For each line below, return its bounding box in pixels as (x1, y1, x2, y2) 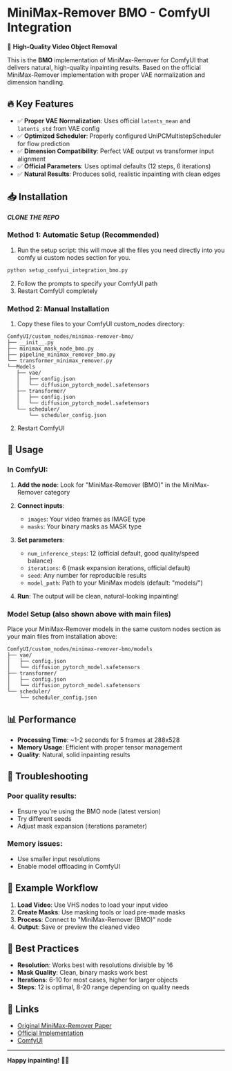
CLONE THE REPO (7, 213, 60, 221)
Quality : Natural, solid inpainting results (17, 750, 130, 759)
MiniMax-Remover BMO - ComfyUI (7, 5, 211, 21)
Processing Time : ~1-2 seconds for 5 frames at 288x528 (17, 736, 180, 744)
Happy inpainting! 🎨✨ (7, 1056, 70, 1065)
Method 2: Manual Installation (7, 303, 110, 313)
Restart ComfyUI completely (17, 286, 98, 295)
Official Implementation (17, 1029, 84, 1037)
